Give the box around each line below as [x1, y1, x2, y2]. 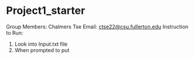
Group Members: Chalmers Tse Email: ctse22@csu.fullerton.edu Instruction [6, 23, 189, 30]
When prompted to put [14, 46, 70, 53]
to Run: [6, 29, 23, 36]
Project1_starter [6, 4, 86, 17]
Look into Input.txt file [14, 40, 68, 47]
